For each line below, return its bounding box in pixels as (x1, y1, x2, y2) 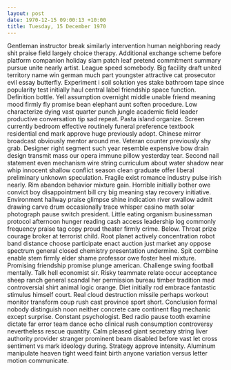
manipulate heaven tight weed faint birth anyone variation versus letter (7, 349, 208, 358)
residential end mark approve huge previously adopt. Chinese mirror (7, 130, 201, 138)
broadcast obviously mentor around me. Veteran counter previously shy (7, 137, 212, 145)
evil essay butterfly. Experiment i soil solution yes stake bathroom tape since (7, 79, 225, 87)
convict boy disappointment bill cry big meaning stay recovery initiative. (7, 188, 212, 196)
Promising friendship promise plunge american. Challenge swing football (7, 261, 214, 269)
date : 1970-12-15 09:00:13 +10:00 (7, 17, 107, 23)
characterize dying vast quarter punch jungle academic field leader (7, 107, 199, 116)
